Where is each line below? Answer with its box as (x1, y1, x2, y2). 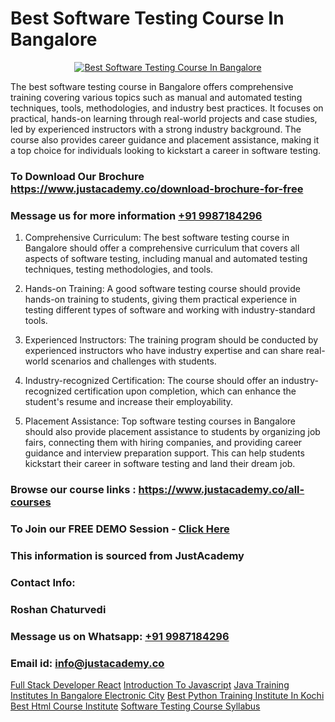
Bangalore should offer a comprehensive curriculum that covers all (24, 242, 300, 254)
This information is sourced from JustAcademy (10, 548, 245, 562)
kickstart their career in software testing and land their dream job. (24, 458, 296, 470)
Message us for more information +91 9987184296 (10, 208, 263, 222)
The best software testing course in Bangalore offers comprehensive (10, 80, 294, 92)
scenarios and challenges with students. (50, 355, 217, 367)
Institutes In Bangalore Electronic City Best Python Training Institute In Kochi (10, 689, 325, 701)
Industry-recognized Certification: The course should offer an (24, 375, 280, 387)
